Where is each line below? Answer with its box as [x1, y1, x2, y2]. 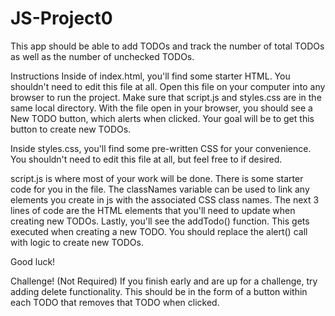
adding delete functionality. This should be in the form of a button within [10, 285, 308, 297]
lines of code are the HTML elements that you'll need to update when [10, 204, 296, 216]
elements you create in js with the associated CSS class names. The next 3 [10, 193, 320, 206]
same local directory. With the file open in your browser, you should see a [10, 102, 313, 114]
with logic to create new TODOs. [10, 236, 144, 248]
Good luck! [10, 255, 56, 267]
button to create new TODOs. [10, 123, 132, 135]
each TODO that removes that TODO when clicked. [10, 296, 220, 308]
